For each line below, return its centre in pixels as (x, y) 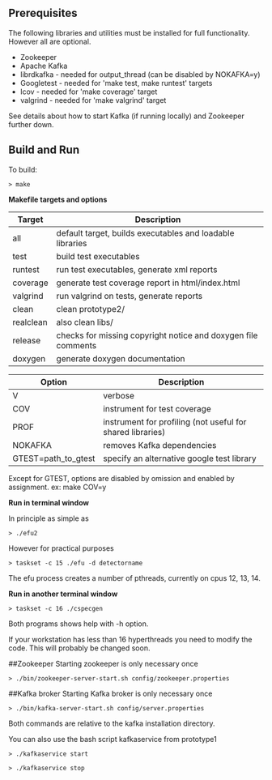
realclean (30, 322)
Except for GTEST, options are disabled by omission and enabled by (121, 478)
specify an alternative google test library (180, 458)
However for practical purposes (62, 548)
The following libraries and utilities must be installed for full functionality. (129, 32)
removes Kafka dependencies (160, 445)
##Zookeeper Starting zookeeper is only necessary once (103, 663)
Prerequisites (43, 13)
